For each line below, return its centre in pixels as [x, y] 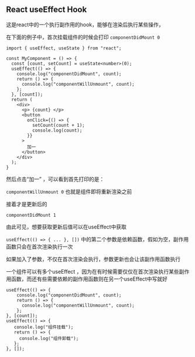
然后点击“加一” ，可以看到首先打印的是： [55, 179]
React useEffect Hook [47, 10]
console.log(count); [57, 130]
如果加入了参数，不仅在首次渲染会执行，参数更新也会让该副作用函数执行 [93, 259]
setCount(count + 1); [58, 125]
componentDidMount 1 [31, 215]
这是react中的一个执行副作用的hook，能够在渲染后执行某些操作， [85, 24]
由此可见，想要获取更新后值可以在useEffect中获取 [66, 227]
